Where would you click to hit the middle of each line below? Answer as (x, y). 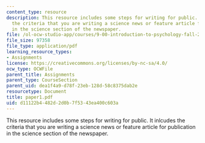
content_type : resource (37, 12)
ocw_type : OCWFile (30, 69)
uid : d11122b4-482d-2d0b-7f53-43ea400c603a (63, 103)
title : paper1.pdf (30, 97)
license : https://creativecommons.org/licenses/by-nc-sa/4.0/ (87, 63)
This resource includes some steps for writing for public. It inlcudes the (96, 120)
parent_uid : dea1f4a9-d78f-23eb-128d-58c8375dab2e (72, 86)
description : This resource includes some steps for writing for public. (102, 18)
